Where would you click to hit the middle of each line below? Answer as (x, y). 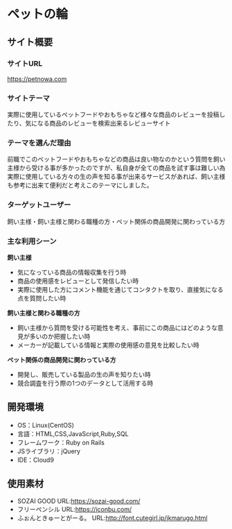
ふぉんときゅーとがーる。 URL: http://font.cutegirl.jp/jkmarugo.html (112, 518)
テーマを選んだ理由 (39, 143)
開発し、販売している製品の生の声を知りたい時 (84, 374)
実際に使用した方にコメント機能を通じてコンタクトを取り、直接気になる (120, 290)
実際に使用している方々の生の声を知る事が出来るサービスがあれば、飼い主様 (116, 177)
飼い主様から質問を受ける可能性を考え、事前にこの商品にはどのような (117, 328)
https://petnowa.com (37, 79)
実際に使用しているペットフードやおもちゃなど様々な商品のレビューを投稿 (113, 114)
